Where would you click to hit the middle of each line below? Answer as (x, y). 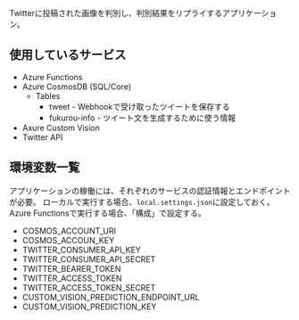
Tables (48, 95)
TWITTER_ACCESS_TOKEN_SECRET (89, 287)
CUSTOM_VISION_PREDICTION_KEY (89, 307)
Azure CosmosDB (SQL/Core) (77, 86)
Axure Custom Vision (61, 127)
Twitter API (42, 137)
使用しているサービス (68, 55)
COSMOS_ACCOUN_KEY (68, 240)
